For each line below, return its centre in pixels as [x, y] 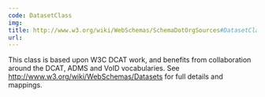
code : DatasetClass [40, 15]
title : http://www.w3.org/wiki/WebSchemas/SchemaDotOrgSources [114, 30]
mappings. [25, 85]
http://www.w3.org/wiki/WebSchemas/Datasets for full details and [116, 76]
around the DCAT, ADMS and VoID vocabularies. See [94, 69]
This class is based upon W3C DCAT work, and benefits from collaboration [130, 60]
